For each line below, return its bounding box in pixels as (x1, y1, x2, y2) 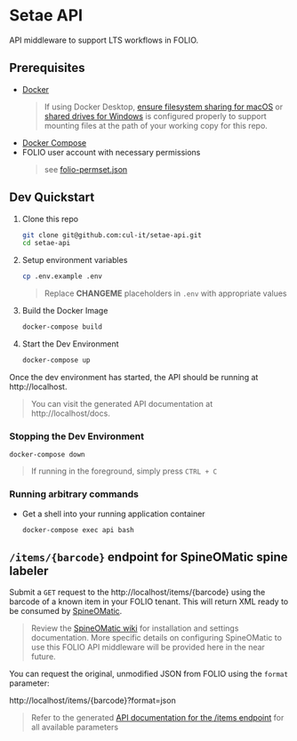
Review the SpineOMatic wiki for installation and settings (30, 623, 239, 633)
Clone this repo (21, 213, 78, 224)
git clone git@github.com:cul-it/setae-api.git (21, 230, 202, 240)
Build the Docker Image (21, 306, 108, 316)
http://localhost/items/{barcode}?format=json (9, 695, 176, 706)
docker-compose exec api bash (21, 525, 135, 534)
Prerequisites (9, 60, 85, 76)
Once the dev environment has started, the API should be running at (9, 371, 259, 382)
